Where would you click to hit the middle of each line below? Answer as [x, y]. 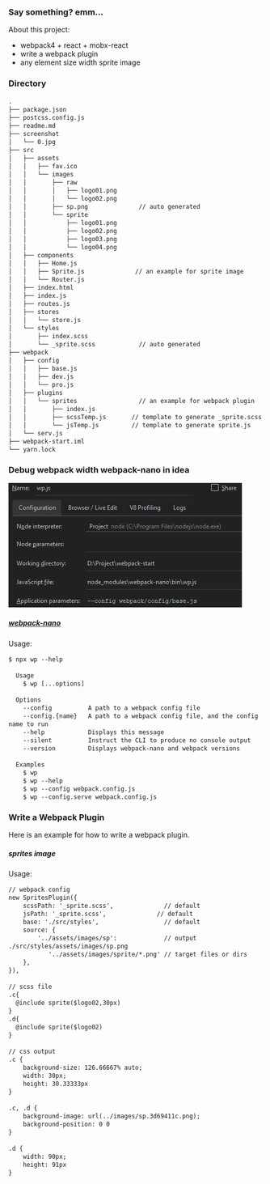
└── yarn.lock [32, 449]
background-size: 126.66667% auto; [83, 1068]
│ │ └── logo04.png [63, 247]
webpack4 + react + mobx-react [74, 45]
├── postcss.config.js [46, 117]
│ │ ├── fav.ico [43, 166]
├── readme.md [32, 125]
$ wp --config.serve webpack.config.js [90, 797]
